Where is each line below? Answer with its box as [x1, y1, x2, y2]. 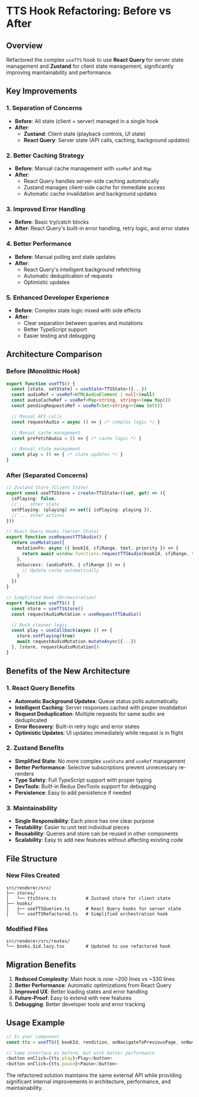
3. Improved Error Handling [6, 205, 86, 213]
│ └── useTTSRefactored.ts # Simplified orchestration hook [6, 911, 168, 917]
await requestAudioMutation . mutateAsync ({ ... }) [17, 638, 136, 645]
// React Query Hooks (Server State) [6, 528, 99, 535]
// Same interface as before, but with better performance [6, 1050, 155, 1056]
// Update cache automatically [21, 567, 99, 573]
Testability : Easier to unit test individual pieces [14, 824, 130, 831]
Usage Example [6, 1018, 65, 1028]
